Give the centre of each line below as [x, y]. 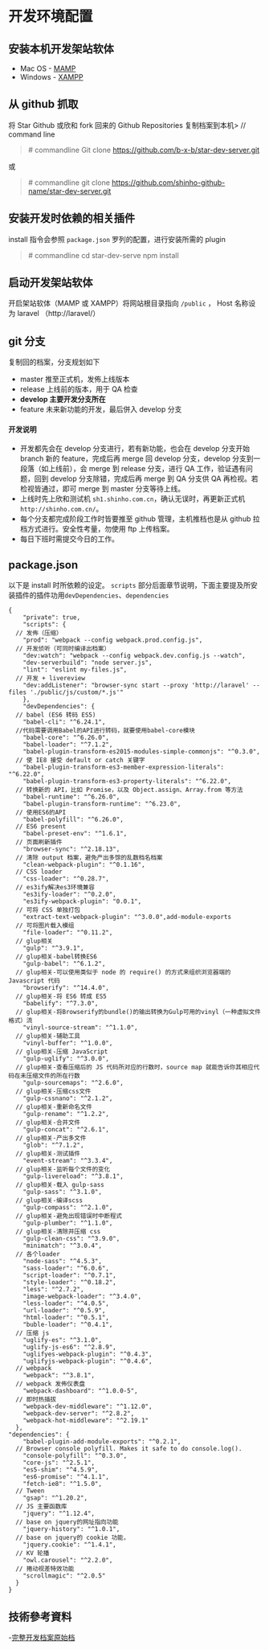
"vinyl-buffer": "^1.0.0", [68, 1043]
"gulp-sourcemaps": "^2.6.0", [73, 1083]
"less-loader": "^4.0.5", [66, 1303]
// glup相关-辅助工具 [48, 1036]
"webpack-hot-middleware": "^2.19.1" [86, 1421]
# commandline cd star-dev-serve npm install [103, 255]
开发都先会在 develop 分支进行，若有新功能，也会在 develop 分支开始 [135, 449]
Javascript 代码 [34, 981]
